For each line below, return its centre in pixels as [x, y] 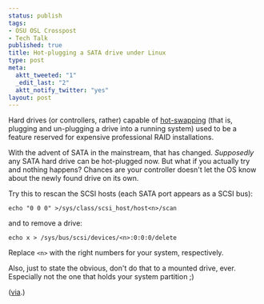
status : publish [35, 16]
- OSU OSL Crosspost [43, 30]
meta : [17, 68]
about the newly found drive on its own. [74, 178]
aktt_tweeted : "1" [46, 75]
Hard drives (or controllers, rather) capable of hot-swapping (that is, [121, 120]
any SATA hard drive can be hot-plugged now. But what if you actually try [129, 162]
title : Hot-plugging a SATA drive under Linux [87, 53]
